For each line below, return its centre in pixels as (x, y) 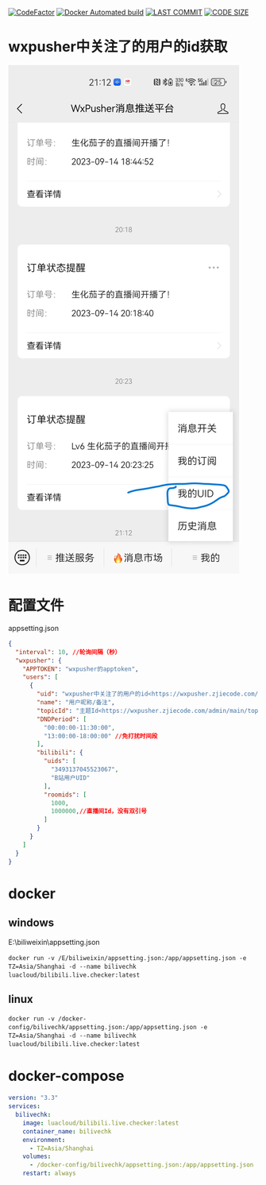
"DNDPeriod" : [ (62, 719)
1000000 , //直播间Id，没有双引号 (98, 811)
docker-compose (66, 1076)
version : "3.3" (33, 1098)
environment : (44, 1140)
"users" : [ (40, 677)
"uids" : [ (60, 761)
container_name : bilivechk (67, 1131)
